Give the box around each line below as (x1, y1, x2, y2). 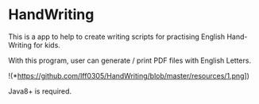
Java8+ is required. (8, 86, 72, 96)
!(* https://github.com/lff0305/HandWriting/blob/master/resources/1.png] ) (8, 71, 250, 80)
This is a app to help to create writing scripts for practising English (8, 32, 226, 41)
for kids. (33, 40, 61, 49)
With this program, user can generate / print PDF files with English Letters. (8, 56, 252, 65)
